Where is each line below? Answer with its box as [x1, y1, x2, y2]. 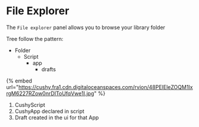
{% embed [6, 77, 33, 84]
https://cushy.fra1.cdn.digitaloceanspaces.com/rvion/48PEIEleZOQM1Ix [18, 83, 193, 90]
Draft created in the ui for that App [14, 114, 99, 121]
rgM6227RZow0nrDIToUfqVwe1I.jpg [6, 90, 94, 97]
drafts [41, 65, 56, 72]
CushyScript [14, 101, 46, 108]
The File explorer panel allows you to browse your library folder [6, 24, 165, 31]
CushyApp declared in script [14, 107, 85, 115]
